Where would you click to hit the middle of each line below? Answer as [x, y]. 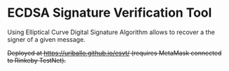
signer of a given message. [47, 39]
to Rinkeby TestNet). [37, 60]
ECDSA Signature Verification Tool [110, 13]
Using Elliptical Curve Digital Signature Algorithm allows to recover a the [111, 32]
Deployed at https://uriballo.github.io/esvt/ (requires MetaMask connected [114, 53]
